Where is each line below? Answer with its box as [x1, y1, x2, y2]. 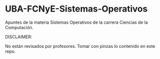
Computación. [5, 24, 34, 30]
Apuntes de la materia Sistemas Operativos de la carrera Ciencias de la [5, 19, 148, 25]
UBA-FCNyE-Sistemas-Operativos [5, 3, 148, 15]
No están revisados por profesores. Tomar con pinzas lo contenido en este [5, 43, 155, 49]
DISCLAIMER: [5, 34, 33, 40]
